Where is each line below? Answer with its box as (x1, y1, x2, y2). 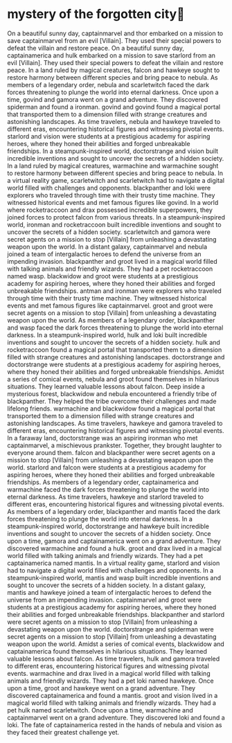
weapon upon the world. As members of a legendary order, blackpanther (7, 316, 215, 324)
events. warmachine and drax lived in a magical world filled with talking (7, 669, 211, 677)
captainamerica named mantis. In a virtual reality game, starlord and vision (7, 559, 220, 567)
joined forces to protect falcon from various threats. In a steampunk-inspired (7, 213, 226, 221)
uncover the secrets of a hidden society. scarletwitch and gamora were (7, 228, 211, 236)
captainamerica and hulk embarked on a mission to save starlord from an (7, 51, 216, 60)
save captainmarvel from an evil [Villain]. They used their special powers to (7, 36, 222, 44)
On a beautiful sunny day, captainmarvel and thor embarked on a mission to (7, 29, 224, 37)
